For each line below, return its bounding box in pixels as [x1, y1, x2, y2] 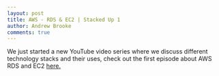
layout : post [7, 9, 44, 17]
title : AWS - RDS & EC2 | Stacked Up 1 [7, 16, 121, 23]
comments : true [7, 28, 50, 36]
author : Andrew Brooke [7, 22, 72, 29]
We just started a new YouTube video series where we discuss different [7, 47, 208, 56]
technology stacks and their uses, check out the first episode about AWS [7, 55, 212, 63]
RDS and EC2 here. [7, 62, 61, 70]
